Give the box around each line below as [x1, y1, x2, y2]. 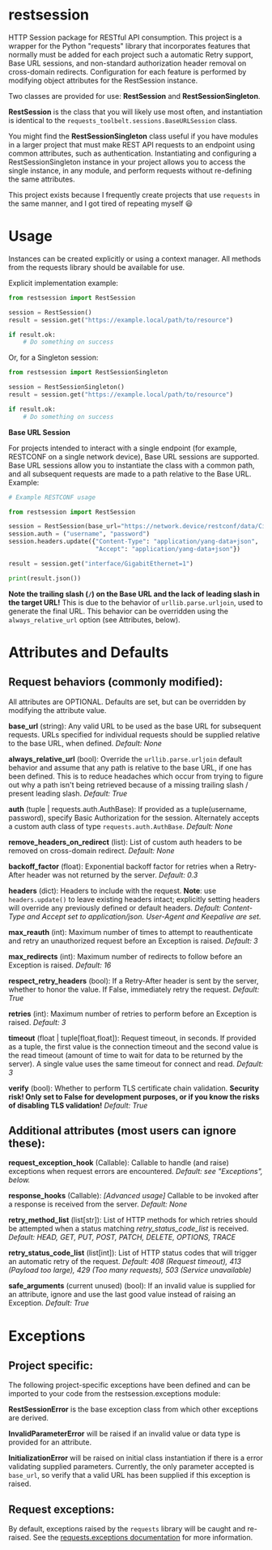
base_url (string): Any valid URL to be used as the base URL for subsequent [8, 721, 261, 731]
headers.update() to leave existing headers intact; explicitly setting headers [8, 894, 261, 904]
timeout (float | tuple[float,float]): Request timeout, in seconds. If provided [8, 1033, 257, 1043]
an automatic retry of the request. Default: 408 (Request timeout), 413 [8, 1257, 241, 1266]
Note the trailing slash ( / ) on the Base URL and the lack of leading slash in [8, 589, 261, 599]
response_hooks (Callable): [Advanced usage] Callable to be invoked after [8, 1191, 259, 1201]
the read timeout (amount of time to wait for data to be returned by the [8, 1050, 244, 1060]
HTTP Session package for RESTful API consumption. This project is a [8, 32, 243, 42]
